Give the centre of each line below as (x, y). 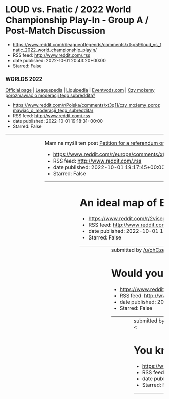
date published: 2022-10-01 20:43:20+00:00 (59, 60)
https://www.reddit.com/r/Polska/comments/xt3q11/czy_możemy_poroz (86, 105)
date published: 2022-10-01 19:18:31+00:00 (58, 121)
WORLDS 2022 (24, 79)
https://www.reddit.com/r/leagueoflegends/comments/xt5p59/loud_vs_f (87, 44)
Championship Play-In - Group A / (77, 20)
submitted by (126, 250)
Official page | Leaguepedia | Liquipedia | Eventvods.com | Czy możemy (80, 90)
